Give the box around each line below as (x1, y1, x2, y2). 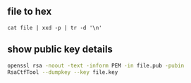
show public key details (7, 44, 113, 56)
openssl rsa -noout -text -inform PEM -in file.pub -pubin (7, 62, 185, 69)
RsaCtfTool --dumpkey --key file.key (7, 68, 118, 76)
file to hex (7, 6, 52, 18)
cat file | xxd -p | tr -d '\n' (7, 24, 102, 31)
